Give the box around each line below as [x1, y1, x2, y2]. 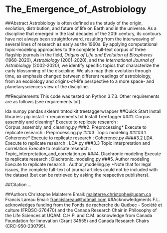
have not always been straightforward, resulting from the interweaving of [5, 36, 155, 42]
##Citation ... [5, 181, 32, 188]
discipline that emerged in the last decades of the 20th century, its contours [5, 30, 161, 36]
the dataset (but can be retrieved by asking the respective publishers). [5, 172, 150, 178]
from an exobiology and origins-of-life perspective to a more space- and [5, 78, 155, 84]
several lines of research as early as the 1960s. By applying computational [5, 41, 158, 47]
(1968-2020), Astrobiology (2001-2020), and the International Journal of [5, 57, 155, 63]
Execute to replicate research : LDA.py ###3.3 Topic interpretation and [5, 140, 151, 146]
